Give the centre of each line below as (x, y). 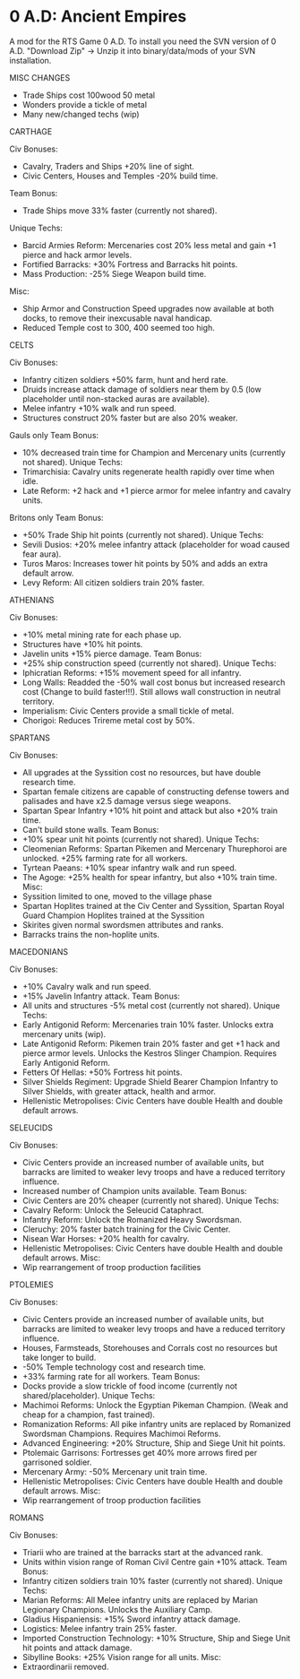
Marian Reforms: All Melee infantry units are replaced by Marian (140, 1600)
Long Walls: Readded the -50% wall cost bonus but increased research (154, 682)
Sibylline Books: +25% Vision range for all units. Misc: (121, 1657)
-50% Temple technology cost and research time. (114, 1367)
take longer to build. (59, 1357)
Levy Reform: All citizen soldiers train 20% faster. (113, 582)
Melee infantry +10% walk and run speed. (99, 408)
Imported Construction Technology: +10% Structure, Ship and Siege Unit (156, 1638)
